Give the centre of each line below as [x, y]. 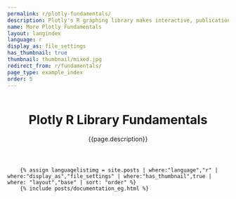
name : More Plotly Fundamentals [54, 27]
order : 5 [20, 79]
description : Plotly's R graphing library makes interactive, [100, 20]
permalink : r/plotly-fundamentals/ [59, 14]
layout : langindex [34, 33]
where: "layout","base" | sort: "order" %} [72, 183]
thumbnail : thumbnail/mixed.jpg [54, 60]
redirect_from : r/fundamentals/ [54, 66]
